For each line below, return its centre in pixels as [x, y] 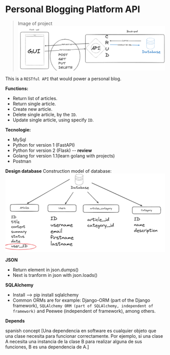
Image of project [35, 23]
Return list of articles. [35, 98]
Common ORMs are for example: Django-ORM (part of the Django [81, 300]
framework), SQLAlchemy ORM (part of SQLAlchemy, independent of [83, 305]
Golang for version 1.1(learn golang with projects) [64, 155]
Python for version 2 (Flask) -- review [52, 150]
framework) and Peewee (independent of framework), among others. [84, 311]
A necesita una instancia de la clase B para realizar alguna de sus [74, 341]
